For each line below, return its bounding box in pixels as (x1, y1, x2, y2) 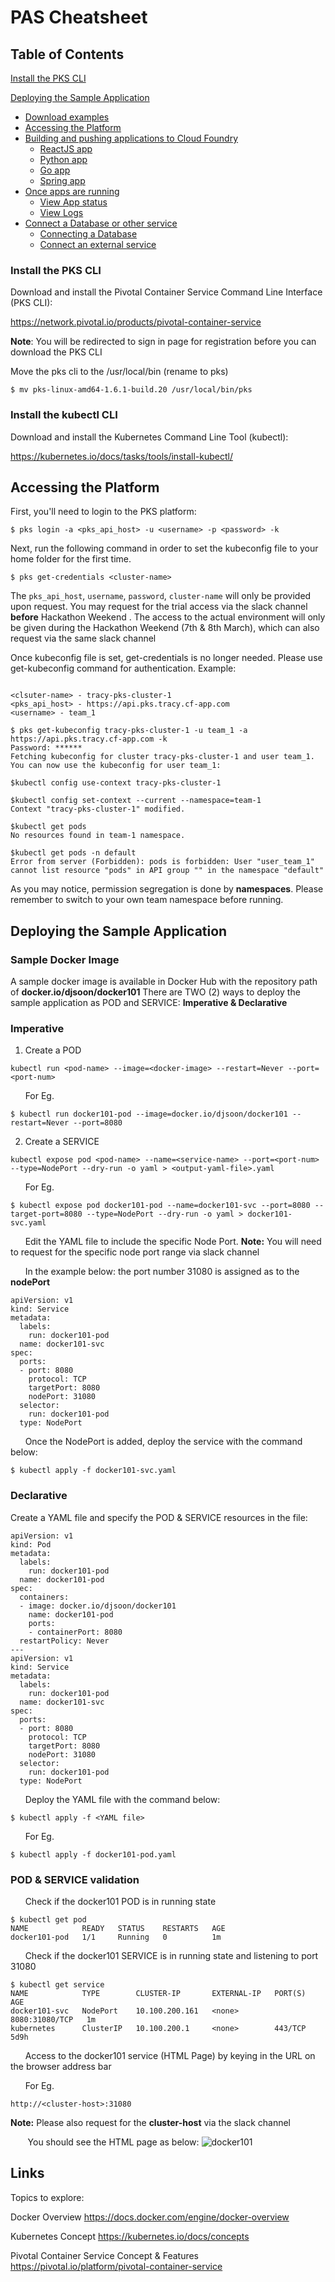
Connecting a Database (39, 228, 138, 240)
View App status (39, 196, 108, 208)
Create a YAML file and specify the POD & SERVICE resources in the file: (10, 1511, 308, 1523)
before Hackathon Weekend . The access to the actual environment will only (10, 611, 326, 623)
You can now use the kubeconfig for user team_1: (10, 761, 222, 771)
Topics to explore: (10, 2191, 85, 2203)
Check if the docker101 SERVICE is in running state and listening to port (24, 1949, 319, 1961)
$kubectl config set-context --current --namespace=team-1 (10, 796, 262, 806)
